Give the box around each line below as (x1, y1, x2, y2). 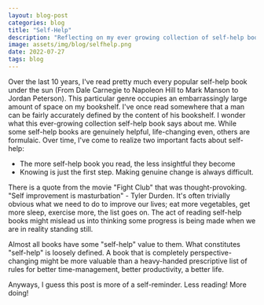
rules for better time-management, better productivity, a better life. (8, 264, 224, 274)
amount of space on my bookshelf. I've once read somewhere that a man (8, 101, 245, 111)
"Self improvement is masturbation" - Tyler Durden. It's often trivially (8, 190, 230, 200)
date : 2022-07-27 (8, 48, 65, 56)
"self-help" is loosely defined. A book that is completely (8, 248, 189, 257)
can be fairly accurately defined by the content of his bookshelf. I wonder (8, 110, 246, 119)
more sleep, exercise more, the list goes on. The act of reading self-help (8, 208, 242, 217)
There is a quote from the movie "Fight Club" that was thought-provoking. (8, 182, 247, 192)
